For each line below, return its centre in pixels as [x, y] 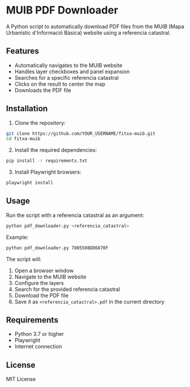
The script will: [24, 259]
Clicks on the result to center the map [60, 84]
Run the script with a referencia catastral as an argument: [75, 215]
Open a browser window [44, 270]
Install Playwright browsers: [48, 172]
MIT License [21, 379]
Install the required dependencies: [56, 150]
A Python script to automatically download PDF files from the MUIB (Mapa [95, 26]
